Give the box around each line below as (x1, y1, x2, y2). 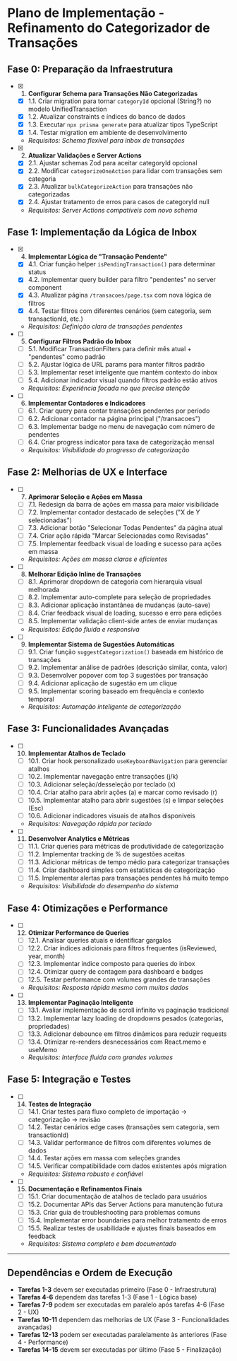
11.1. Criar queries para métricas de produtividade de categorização (28, 842, 224, 850)
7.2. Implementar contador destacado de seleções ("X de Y (28, 507, 200, 517)
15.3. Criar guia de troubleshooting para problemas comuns (28, 1208, 201, 1216)
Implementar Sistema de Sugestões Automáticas (28, 640, 175, 648)
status (28, 268, 47, 276)
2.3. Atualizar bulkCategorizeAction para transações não (28, 182, 193, 191)
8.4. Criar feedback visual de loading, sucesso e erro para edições (28, 609, 222, 618)
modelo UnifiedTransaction (28, 105, 107, 114)
